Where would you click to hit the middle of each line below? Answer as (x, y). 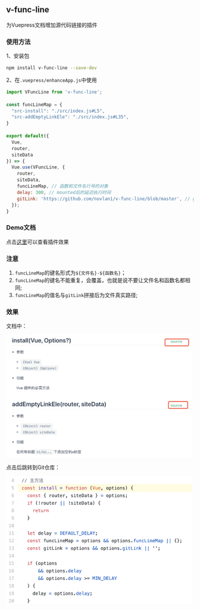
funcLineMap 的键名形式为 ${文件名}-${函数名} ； (71, 273)
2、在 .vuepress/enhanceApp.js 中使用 (51, 80)
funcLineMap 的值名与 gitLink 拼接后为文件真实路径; (76, 295)
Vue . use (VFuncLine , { (38, 167)
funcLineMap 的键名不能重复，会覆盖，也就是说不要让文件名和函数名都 (100, 280)
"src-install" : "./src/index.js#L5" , (58, 111)
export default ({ (28, 136)
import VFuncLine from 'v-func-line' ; (54, 92)
